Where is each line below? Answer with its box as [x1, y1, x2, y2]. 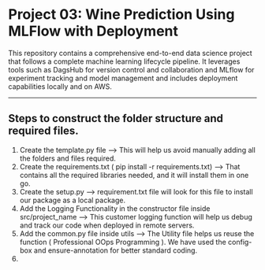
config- [227, 237, 252, 246]
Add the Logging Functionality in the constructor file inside [19, 203, 211, 213]
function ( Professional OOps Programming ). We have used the [19, 237, 226, 246]
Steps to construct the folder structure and [8, 112, 223, 125]
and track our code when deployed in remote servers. [19, 220, 195, 230]
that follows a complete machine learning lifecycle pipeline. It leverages [8, 57, 241, 66]
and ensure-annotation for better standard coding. [34, 246, 198, 255]
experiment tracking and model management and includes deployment [8, 73, 238, 83]
